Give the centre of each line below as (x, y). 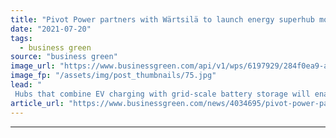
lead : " (26, 85)
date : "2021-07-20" (51, 29)
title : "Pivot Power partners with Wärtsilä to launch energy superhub (162, 19)
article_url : (37, 103)
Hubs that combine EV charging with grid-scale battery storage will (162, 94)
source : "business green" (64, 57)
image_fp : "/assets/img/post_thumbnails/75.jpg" (113, 76)
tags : (21, 38)
